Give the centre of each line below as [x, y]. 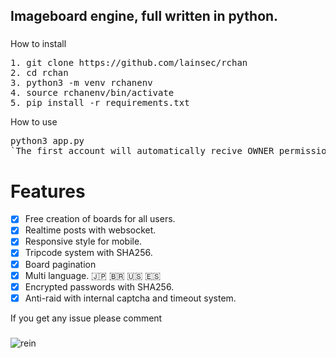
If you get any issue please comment [86, 318]
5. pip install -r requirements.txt [100, 103]
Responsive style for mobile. [83, 241]
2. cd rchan [39, 73]
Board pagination [60, 264]
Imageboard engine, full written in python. [144, 16]
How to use [34, 122]
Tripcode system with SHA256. [88, 253]
